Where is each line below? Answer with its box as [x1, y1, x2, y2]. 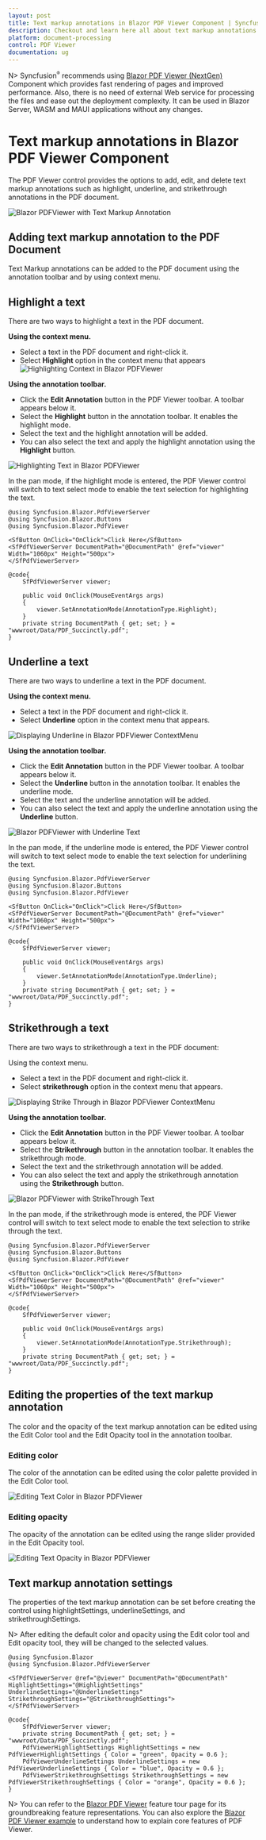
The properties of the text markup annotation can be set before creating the [8, 1597, 256, 1607]
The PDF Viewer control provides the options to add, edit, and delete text [8, 175, 246, 185]
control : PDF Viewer [8, 41, 77, 49]
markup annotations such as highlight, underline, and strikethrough [8, 183, 227, 193]
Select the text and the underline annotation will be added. [19, 795, 211, 805]
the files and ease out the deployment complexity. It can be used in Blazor [8, 96, 250, 106]
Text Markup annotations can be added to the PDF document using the [8, 264, 240, 274]
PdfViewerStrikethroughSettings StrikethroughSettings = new [22, 1772, 228, 1780]
